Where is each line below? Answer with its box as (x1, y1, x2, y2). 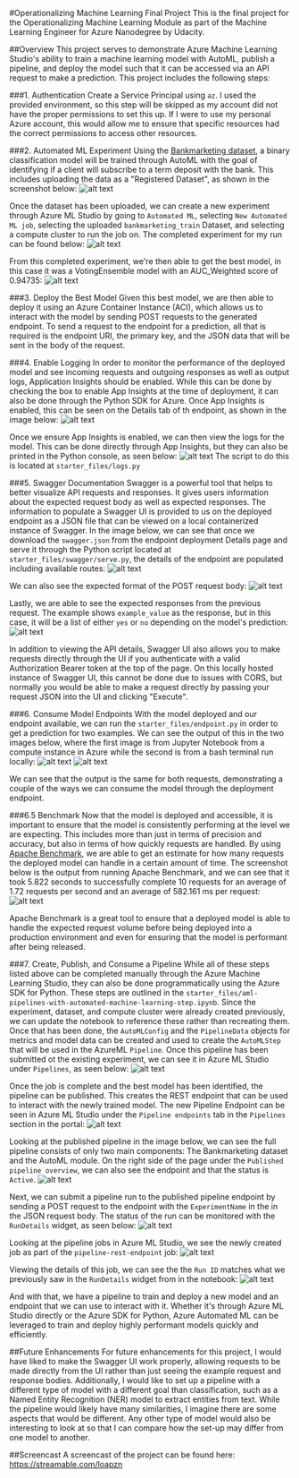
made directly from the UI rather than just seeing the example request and (9, 1365, 281, 1376)
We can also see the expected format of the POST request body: (9, 581, 247, 591)
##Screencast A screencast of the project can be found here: (9, 1449, 236, 1460)
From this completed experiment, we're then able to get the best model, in (9, 256, 281, 267)
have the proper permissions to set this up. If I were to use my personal (9, 109, 271, 119)
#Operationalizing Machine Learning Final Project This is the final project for (9, 8, 290, 18)
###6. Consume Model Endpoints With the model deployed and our (9, 709, 257, 719)
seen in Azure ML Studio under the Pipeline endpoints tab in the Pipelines (9, 1109, 287, 1120)
